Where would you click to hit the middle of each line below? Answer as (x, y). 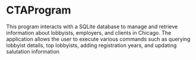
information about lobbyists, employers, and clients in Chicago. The (89, 32)
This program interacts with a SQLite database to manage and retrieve (92, 26)
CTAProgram (39, 10)
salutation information (33, 51)
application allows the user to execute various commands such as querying (98, 39)
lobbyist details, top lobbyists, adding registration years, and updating (91, 45)
